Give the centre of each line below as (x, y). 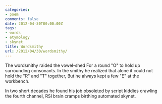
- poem (12, 14)
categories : (17, 10)
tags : (11, 28)
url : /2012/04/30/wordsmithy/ (36, 51)
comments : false (22, 19)
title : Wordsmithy (24, 47)
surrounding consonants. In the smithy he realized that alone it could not (79, 70)
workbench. (17, 81)
